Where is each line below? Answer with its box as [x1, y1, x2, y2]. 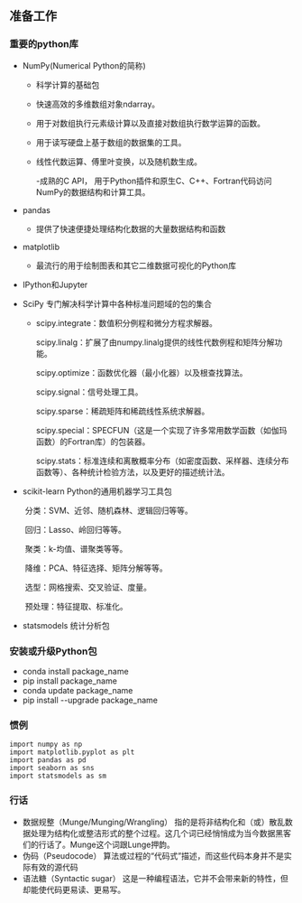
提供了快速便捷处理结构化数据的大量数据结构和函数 [35, 223, 226, 234]
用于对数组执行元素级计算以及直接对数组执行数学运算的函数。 [35, 117, 266, 128]
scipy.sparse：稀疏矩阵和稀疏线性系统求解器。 [35, 405, 210, 416]
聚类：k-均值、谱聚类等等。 [24, 543, 128, 554]
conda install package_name [22, 666, 129, 676]
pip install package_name [22, 675, 117, 686]
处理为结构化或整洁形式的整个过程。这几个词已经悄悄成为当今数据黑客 [30, 827, 291, 838]
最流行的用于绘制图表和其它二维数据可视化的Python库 [35, 260, 237, 271]
